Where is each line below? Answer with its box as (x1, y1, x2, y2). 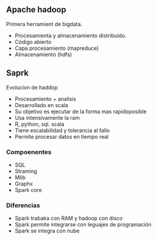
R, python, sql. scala (14, 120, 65, 127)
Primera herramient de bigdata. (6, 20, 83, 27)
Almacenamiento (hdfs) (14, 50, 72, 58)
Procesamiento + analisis (14, 95, 76, 103)
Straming (14, 167, 37, 174)
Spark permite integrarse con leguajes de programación (14, 221, 152, 228)
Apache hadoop (6, 5, 66, 15)
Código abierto (14, 38, 52, 45)
